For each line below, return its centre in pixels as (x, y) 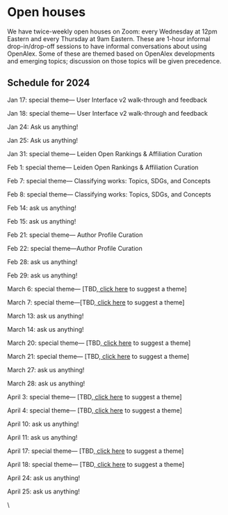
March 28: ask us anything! (46, 383)
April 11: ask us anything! (42, 437)
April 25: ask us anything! (43, 491)
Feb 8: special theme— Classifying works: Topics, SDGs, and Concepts (109, 194)
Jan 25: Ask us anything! (43, 140)
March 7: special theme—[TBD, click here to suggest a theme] (96, 302)
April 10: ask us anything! (43, 424)
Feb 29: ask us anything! (42, 275)
